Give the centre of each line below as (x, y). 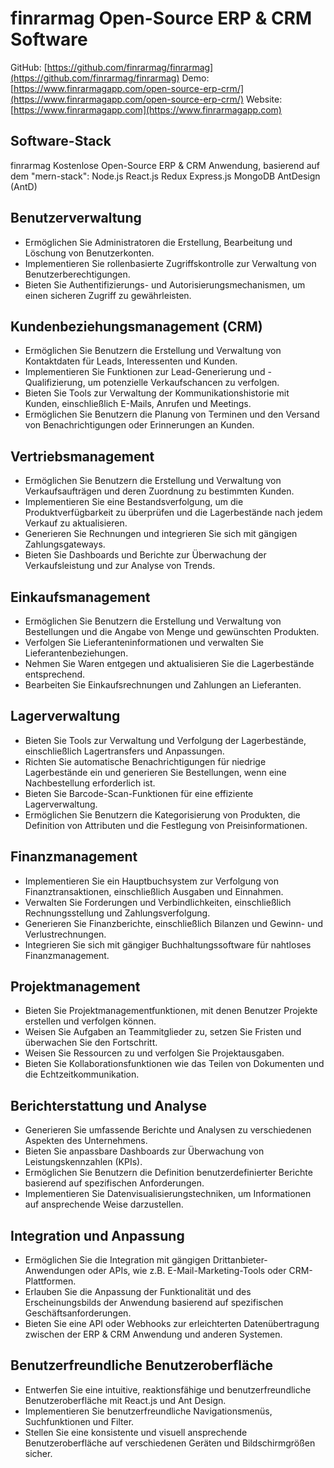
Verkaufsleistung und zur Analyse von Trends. (120, 566)
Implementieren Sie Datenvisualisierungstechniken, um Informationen (168, 1194)
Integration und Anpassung (97, 1235)
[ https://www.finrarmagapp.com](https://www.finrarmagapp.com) (146, 109)
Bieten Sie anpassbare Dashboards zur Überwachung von (144, 1151)
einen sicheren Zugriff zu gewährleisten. (108, 295)
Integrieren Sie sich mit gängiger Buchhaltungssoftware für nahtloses (168, 944)
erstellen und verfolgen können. (90, 1021)
